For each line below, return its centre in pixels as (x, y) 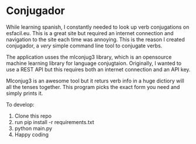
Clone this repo (33, 116)
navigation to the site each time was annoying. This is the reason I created (96, 39)
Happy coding (31, 134)
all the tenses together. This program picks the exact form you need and (93, 87)
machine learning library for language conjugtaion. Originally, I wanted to (94, 63)
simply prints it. (25, 93)
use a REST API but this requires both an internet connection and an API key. (98, 69)
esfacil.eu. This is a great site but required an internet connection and (90, 33)
